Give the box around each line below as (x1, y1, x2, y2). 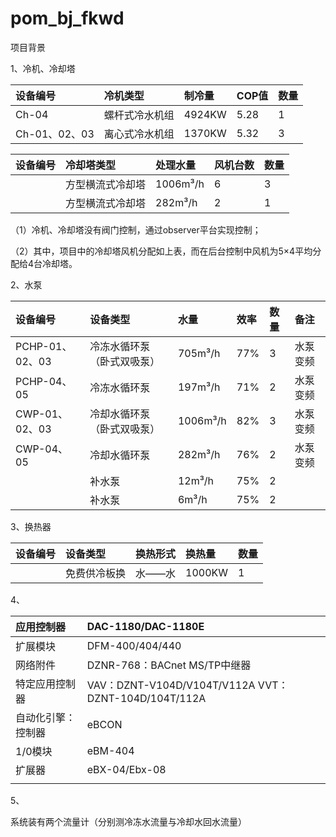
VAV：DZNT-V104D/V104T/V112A (86, 678, 256, 692)
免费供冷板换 (65, 566, 127, 580)
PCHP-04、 (15, 374, 73, 388)
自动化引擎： (15, 710, 77, 724)
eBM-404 (86, 743, 135, 757)
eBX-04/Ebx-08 (86, 762, 167, 776)
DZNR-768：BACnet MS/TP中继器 (86, 658, 252, 672)
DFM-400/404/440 (86, 638, 182, 652)
